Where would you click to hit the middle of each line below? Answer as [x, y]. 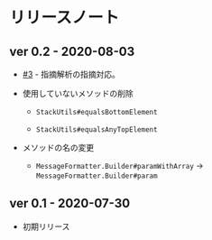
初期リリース [46, 226]
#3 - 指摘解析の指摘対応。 [71, 74]
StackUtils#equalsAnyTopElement [97, 130]
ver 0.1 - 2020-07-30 [70, 203]
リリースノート [65, 18]
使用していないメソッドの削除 [78, 93]
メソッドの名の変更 [58, 148]
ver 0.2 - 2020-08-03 [72, 51]
